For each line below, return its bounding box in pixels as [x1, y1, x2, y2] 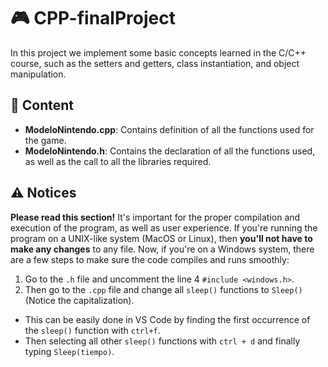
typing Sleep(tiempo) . [24, 345, 115, 357]
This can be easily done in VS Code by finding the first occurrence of [24, 313, 311, 325]
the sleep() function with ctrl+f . [24, 324, 161, 336]
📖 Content [10, 97, 75, 114]
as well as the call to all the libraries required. [24, 155, 212, 167]
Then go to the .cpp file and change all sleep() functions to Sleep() [24, 283, 303, 295]
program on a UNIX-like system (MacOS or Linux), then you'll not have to [10, 232, 313, 244]
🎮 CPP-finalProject [10, 7, 176, 30]
